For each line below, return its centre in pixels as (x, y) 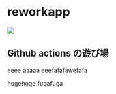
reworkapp (39, 12)
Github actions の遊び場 (58, 53)
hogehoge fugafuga (35, 83)
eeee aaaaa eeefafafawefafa (47, 70)
